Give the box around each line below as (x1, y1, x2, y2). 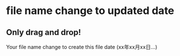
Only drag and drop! (6, 27, 81, 37)
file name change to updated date (6, 4, 175, 17)
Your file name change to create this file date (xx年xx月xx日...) (6, 44, 158, 50)
